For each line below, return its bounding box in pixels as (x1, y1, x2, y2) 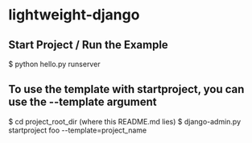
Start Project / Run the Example (8, 38, 169, 52)
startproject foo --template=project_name (8, 125, 147, 135)
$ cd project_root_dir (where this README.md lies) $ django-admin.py (8, 116, 242, 126)
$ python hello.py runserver (8, 59, 101, 69)
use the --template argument (8, 95, 157, 109)
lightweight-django (8, 6, 140, 24)
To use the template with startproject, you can (8, 82, 245, 96)
